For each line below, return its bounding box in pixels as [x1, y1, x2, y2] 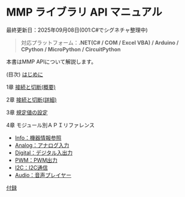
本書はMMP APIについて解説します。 [6, 58, 97, 65]
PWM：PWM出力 [14, 156, 58, 164]
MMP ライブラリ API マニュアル [6, 5, 163, 19]
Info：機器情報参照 [14, 134, 62, 141]
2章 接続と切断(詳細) [6, 96, 57, 103]
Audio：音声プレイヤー [14, 171, 72, 178]
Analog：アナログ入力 [14, 141, 69, 149]
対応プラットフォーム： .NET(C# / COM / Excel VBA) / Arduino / [20, 39, 179, 46]
